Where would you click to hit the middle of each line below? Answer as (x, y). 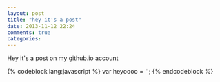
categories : (24, 39)
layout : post (26, 13)
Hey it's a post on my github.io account (63, 58)
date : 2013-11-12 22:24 (41, 26)
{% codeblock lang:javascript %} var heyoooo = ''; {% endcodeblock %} (110, 72)
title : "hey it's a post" (44, 20)
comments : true (29, 32)
